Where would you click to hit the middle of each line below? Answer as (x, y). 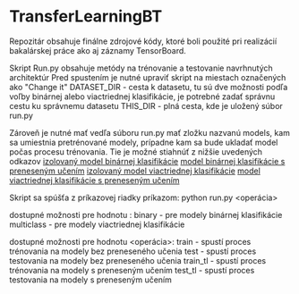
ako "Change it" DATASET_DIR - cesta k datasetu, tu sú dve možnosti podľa (149, 87)
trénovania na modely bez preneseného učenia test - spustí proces (133, 251)
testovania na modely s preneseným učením (90, 280)
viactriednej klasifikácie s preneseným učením (94, 180)
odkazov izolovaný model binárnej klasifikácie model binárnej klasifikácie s (147, 161)
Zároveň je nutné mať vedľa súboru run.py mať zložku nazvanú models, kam (150, 132)
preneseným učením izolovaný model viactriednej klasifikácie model (135, 171)
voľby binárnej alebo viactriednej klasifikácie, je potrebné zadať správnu (142, 97)
